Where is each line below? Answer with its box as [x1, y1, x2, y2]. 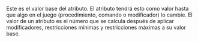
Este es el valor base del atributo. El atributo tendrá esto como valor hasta [6, 5, 189, 12]
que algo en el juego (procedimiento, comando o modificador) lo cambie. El [6, 11, 193, 18]
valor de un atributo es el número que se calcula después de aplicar [6, 18, 174, 24]
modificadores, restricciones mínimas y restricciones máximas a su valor [6, 24, 187, 31]
